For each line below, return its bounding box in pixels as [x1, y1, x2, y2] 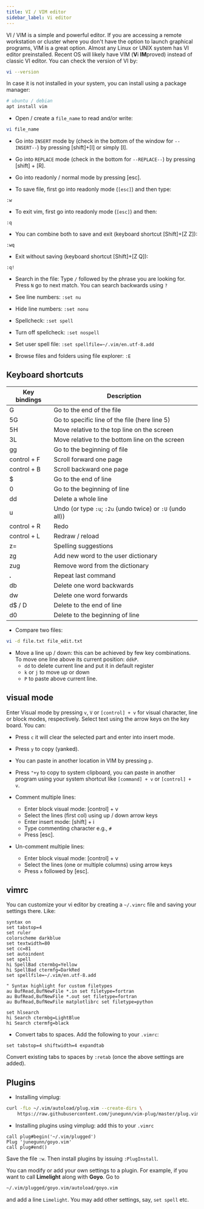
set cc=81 [6, 946, 32, 952]
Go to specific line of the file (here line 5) [53, 416, 171, 424]
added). [6, 1060, 26, 1067]
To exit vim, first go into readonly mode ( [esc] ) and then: [15, 208, 158, 215]
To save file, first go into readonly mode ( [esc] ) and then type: [15, 186, 172, 193]
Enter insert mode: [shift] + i [24, 818, 95, 825]
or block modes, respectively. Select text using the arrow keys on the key [6, 715, 189, 722]
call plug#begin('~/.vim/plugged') [6, 1134, 97, 1140]
